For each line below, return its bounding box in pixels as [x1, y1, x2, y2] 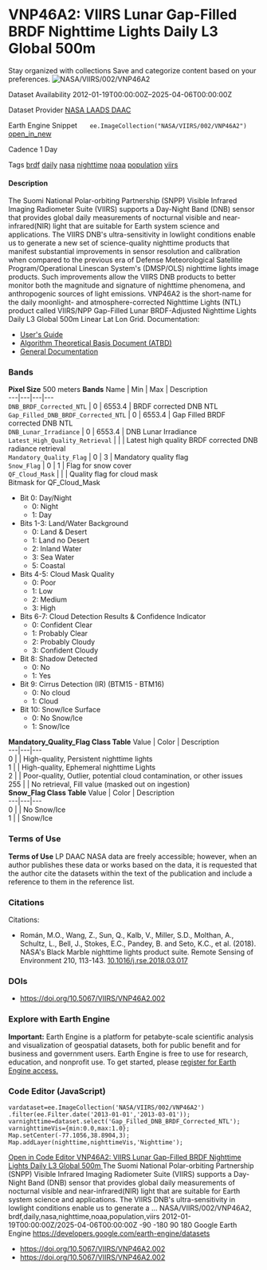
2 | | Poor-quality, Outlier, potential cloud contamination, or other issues [8, 771, 243, 781]
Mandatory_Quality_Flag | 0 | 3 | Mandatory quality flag [8, 453, 189, 462]
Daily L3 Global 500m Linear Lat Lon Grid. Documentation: [8, 315, 200, 324]
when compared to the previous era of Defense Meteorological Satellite [8, 255, 243, 265]
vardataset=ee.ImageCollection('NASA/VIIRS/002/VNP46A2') [8, 1103, 205, 1111]
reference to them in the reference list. [8, 876, 135, 886]
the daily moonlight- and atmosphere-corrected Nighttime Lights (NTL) [8, 297, 241, 308]
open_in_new [8, 129, 52, 139]
